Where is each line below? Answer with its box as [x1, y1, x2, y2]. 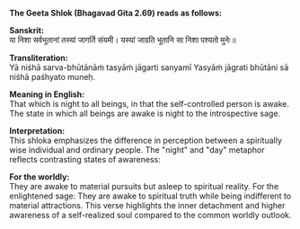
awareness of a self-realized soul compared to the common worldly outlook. [9, 210, 292, 220]
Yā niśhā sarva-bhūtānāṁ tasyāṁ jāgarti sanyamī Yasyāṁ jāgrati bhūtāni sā [9, 62, 289, 73]
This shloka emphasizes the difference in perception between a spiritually [9, 135, 283, 145]
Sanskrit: [9, 25, 45, 35]
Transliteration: [9, 53, 69, 63]
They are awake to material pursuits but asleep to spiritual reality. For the [9, 181, 279, 191]
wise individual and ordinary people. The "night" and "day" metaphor [9, 145, 265, 155]
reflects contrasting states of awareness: [9, 154, 162, 164]
